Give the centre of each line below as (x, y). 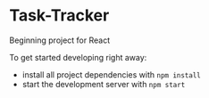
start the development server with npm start (104, 84)
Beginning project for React (60, 40)
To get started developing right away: (78, 57)
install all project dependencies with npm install (111, 74)
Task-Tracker (59, 16)
